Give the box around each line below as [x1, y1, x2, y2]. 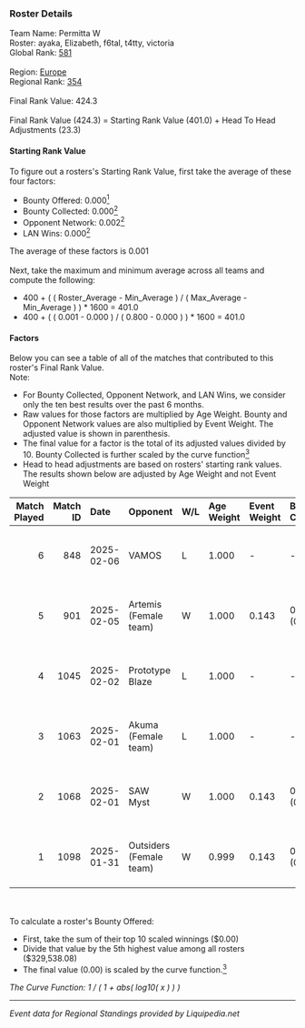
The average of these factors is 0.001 [9, 246, 150, 257]
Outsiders [128, 839, 171, 852]
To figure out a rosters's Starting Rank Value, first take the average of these [9, 166, 292, 176]
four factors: [9, 176, 56, 186]
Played [14, 510, 44, 523]
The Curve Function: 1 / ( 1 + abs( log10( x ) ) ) [9, 982, 181, 993]
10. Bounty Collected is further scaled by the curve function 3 [22, 448, 250, 459]
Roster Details [9, 7, 74, 20]
